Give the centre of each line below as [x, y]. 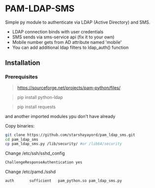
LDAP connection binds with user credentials [58, 31]
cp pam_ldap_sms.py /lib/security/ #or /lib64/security [63, 144]
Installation [23, 63]
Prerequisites [21, 77]
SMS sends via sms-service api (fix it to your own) [63, 37]
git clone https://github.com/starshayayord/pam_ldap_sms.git [70, 135]
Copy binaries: [20, 125]
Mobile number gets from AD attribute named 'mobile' [67, 42]
